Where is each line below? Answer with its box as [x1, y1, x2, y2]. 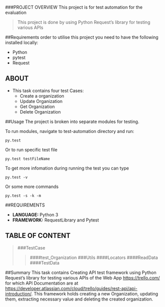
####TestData [29, 259, 60, 265]
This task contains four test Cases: [12, 87, 84, 93]
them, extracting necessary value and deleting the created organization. [5, 296, 154, 302]
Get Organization [19, 103, 55, 109]
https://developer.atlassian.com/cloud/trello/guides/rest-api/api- [5, 285, 138, 291]
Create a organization [19, 92, 65, 99]
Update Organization [19, 98, 63, 104]
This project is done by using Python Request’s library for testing [17, 19, 151, 25]
